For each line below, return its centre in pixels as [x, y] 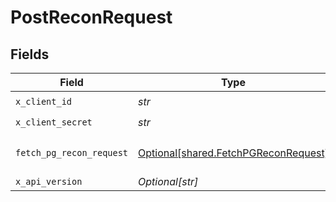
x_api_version [49, 181]
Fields [30, 54]
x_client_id [44, 101]
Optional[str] [168, 181]
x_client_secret [54, 122]
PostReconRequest [91, 17]
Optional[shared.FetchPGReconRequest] [233, 153]
